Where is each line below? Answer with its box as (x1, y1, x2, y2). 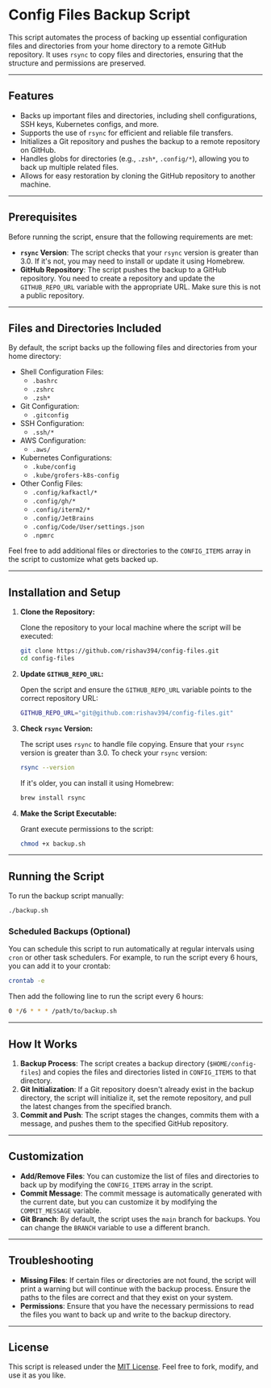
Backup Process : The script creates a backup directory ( (19, 1058, 210, 1068)
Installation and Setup (8, 585, 121, 599)
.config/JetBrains (31, 515, 94, 523)
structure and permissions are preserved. (8, 58, 147, 68)
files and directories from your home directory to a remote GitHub (8, 40, 227, 50)
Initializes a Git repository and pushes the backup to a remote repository (19, 136, 261, 146)
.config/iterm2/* (31, 506, 91, 514)
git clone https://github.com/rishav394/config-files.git (19, 647, 219, 656)
